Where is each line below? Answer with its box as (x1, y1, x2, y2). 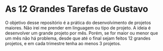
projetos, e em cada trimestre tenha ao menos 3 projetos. (5, 40, 121, 46)
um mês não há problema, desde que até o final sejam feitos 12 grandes (5, 35, 151, 41)
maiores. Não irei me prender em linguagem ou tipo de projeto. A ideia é (5, 25, 151, 30)
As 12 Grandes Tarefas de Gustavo (5, 3, 148, 15)
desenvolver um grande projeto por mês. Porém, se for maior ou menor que (5, 30, 158, 36)
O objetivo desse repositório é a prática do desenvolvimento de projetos (5, 20, 151, 25)
